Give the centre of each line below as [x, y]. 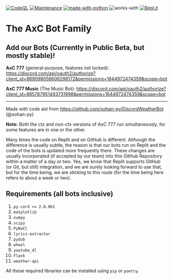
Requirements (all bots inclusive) [60, 194]
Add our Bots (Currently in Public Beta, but [75, 47]
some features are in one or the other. [46, 130]
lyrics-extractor [32, 234]
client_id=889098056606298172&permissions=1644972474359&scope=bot [86, 79]
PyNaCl [20, 228]
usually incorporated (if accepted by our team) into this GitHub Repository [84, 156]
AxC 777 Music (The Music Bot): [41, 89]
